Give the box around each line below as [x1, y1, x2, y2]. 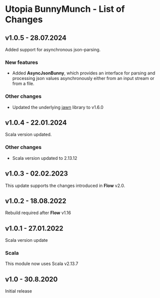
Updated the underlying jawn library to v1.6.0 [12, 104, 104, 110]
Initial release [5, 288, 32, 294]
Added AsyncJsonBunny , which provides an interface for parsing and [12, 70, 156, 76]
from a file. [12, 80, 34, 87]
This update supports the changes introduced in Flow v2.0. [5, 183, 126, 188]
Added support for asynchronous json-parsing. [5, 47, 101, 52]
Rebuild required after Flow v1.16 [5, 210, 71, 216]
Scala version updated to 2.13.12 [12, 155, 77, 161]
